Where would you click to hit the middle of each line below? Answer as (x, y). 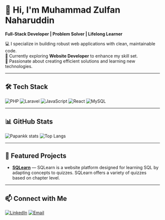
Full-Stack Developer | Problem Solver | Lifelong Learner (64, 34)
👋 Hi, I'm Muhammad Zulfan (63, 10)
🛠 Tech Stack (27, 87)
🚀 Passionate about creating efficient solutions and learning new (70, 61)
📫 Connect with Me (36, 198)
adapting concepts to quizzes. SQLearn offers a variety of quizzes (79, 173)
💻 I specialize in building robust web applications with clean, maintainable (80, 44)
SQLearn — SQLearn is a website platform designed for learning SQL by (85, 168)
